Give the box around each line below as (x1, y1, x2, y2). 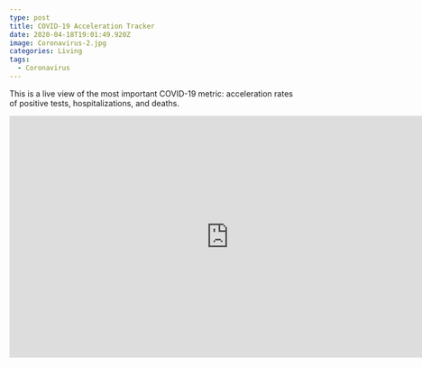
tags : (9, 55, 30, 64)
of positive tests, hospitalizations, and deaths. (9, 97, 180, 108)
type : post (9, 13, 50, 23)
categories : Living (9, 47, 83, 56)
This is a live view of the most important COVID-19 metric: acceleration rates (9, 87, 293, 99)
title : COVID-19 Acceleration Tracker (9, 22, 155, 31)
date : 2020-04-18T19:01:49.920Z (9, 30, 131, 39)
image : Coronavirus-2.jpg (9, 38, 106, 48)
